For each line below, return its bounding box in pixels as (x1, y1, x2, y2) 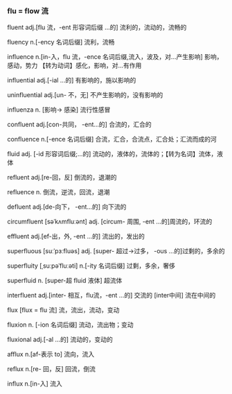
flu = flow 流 (7, 6, 48, 15)
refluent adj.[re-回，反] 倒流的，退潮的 (7, 173, 117, 182)
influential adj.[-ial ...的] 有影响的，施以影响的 (7, 76, 136, 85)
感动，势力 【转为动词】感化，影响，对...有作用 (7, 61, 142, 70)
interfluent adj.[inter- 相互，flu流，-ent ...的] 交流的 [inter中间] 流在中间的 (7, 291, 216, 300)
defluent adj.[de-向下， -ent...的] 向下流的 (7, 203, 127, 211)
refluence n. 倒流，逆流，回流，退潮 (7, 188, 110, 196)
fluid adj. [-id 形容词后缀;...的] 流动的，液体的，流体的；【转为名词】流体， (7, 150, 217, 158)
